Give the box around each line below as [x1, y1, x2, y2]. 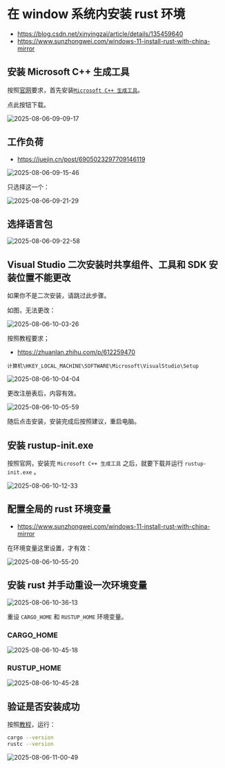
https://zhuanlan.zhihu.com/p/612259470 [17, 348, 136, 356]
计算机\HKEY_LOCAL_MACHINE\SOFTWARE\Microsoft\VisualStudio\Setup [7, 363, 199, 370]
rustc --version [7, 740, 54, 747]
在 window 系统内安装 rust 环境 [7, 6, 186, 22]
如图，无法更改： [7, 306, 56, 315]
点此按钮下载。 [7, 100, 50, 109]
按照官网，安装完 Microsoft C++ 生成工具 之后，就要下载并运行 [7, 459, 184, 467]
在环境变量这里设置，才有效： [7, 544, 92, 552]
